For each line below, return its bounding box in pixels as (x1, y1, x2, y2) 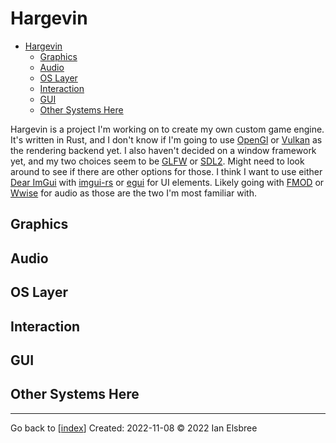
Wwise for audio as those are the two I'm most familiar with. (10, 187, 257, 199)
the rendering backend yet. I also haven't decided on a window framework (10, 144, 317, 156)
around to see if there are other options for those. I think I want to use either (10, 165, 323, 177)
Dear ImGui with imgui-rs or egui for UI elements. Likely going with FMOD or (10, 176, 325, 188)
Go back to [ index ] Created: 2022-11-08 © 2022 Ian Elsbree (10, 422, 258, 434)
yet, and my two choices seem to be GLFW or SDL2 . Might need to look (10, 155, 305, 167)
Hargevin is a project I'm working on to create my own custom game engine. (10, 123, 325, 135)
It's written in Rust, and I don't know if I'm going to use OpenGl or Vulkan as (10, 133, 323, 146)
